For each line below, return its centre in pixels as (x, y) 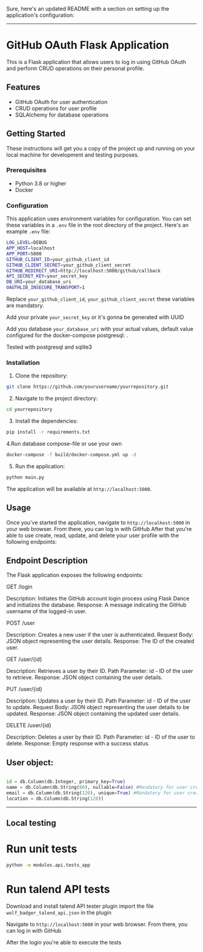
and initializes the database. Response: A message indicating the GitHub (96, 605)
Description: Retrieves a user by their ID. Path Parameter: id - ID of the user (100, 671)
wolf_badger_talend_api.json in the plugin (59, 912)
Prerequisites (26, 170)
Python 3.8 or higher (40, 183)
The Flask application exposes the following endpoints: (75, 575)
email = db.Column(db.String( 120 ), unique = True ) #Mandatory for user (96, 793)
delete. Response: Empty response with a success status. (78, 744)
